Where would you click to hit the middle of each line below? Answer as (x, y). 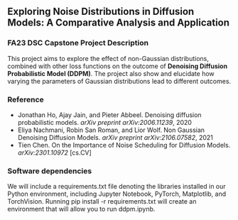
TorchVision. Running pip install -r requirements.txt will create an (102, 202)
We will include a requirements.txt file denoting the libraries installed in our (117, 187)
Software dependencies (50, 171)
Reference (26, 99)
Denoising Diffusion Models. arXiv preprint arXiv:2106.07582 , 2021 (115, 137)
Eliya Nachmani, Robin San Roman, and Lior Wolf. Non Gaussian (111, 130)
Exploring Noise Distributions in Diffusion (101, 12)
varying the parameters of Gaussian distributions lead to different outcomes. (119, 81)
